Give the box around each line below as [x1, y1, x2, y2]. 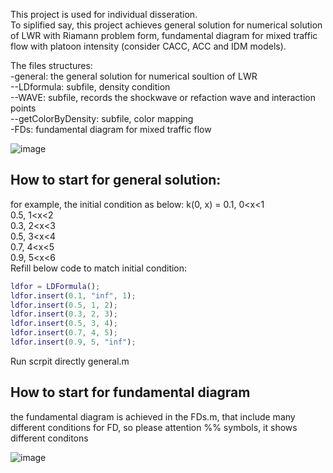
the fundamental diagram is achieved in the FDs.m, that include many [10, 410, 296, 423]
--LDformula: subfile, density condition [10, 81, 171, 93]
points [10, 102, 37, 114]
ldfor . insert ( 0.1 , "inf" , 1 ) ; [10, 290, 137, 301]
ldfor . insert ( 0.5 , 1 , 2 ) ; [10, 300, 118, 310]
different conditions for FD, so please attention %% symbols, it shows [10, 421, 298, 433]
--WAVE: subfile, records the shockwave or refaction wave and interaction [10, 92, 316, 103]
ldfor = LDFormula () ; [10, 281, 101, 291]
